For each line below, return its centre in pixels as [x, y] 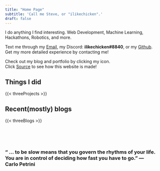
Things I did [23, 82]
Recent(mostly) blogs [38, 109]
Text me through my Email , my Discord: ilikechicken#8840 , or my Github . [79, 47]
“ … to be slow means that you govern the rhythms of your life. [80, 152]
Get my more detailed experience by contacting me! [57, 52]
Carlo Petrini [20, 164]
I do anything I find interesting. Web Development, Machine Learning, [74, 33]
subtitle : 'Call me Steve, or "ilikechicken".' [54, 14]
